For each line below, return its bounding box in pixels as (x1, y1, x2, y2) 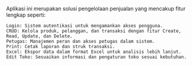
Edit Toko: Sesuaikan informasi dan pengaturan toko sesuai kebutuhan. (6, 54, 187, 60)
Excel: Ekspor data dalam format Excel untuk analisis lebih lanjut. (6, 49, 182, 55)
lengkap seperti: (6, 11, 46, 18)
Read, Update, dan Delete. (6, 33, 73, 39)
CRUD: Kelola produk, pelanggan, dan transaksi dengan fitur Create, (6, 28, 182, 34)
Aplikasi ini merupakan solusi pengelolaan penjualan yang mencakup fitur (6, 5, 185, 12)
